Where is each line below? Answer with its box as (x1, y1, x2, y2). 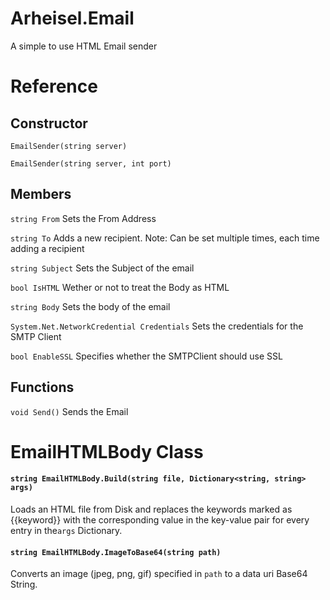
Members (10, 186, 72, 203)
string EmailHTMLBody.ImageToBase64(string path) (10, 547, 222, 557)
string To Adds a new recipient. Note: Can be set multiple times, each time (10, 232, 320, 244)
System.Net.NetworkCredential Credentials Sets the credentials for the (10, 320, 304, 332)
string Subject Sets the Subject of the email (10, 262, 195, 274)
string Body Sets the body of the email (10, 300, 171, 312)
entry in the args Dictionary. (10, 524, 123, 536)
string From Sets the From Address (10, 212, 157, 224)
